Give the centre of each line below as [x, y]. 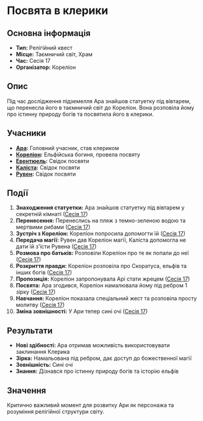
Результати [30, 330]
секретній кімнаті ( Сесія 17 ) [52, 214]
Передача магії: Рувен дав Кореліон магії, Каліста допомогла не [101, 240]
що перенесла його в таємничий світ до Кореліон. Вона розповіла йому [101, 107]
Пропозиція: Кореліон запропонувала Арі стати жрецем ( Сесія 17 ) [103, 279]
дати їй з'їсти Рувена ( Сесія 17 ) [56, 246]
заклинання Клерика [43, 352]
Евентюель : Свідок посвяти [52, 161]
